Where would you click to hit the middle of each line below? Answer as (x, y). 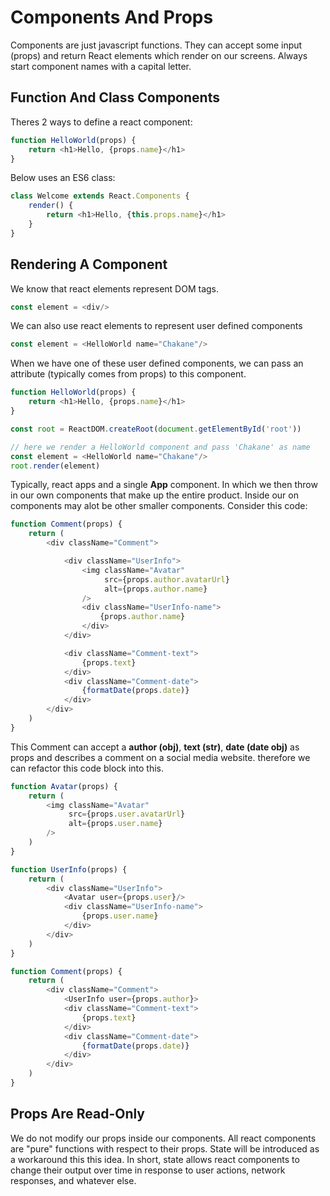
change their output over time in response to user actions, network (148, 1170)
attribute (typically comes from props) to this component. (128, 374)
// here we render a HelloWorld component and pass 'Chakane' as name (160, 447)
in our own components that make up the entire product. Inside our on (154, 495)
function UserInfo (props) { (69, 869)
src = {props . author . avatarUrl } (167, 579)
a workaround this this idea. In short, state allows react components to (155, 1159)
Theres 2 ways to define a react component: (101, 122)
